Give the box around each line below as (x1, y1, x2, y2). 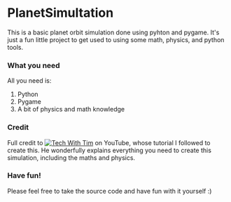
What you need (7, 60, 61, 70)
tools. (7, 43, 24, 51)
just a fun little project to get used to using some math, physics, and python (7, 35, 225, 43)
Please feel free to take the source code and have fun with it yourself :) (7, 187, 212, 195)
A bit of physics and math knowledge (17, 105, 125, 114)
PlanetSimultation (7, 5, 114, 21)
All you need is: (7, 76, 52, 85)
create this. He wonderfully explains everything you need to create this (7, 146, 212, 154)
